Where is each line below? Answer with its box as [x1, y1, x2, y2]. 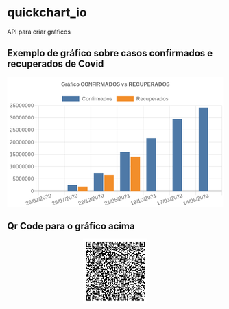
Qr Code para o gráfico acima [7, 220, 135, 231]
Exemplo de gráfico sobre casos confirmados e [7, 47, 213, 59]
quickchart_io [7, 5, 87, 21]
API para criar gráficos [7, 27, 71, 36]
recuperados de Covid [7, 58, 104, 70]
